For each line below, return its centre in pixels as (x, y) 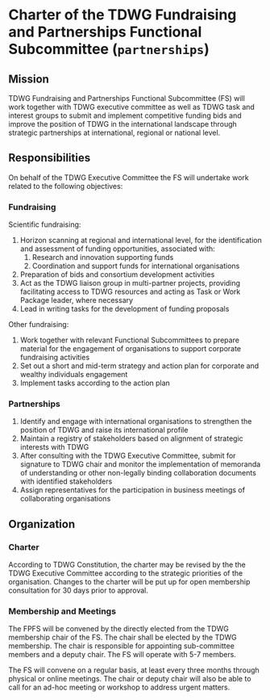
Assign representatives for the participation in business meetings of (133, 490)
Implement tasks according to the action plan (95, 383)
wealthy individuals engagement (74, 375)
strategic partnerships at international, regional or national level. (114, 132)
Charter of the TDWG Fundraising (123, 15)
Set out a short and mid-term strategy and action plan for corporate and (139, 366)
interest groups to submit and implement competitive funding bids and (125, 115)
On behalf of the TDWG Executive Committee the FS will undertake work (129, 177)
